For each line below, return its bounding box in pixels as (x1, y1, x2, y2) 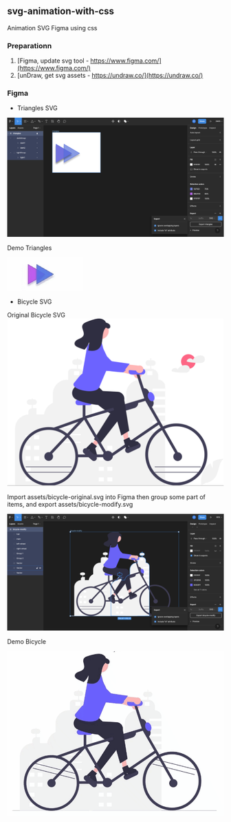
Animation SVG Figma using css (7, 23, 98, 32)
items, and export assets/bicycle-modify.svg (7, 500, 133, 509)
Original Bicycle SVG (7, 310, 65, 319)
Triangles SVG (16, 104, 58, 112)
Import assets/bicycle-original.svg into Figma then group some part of (7, 493, 206, 501)
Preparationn (7, 41, 52, 50)
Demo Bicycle (7, 637, 47, 646)
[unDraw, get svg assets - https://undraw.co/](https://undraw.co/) (16, 72, 203, 80)
